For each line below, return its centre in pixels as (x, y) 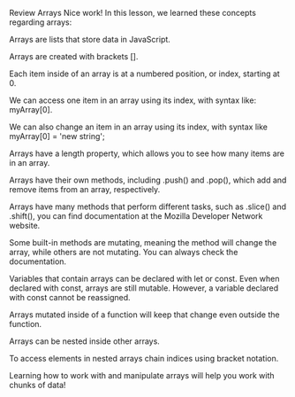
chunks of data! (38, 385)
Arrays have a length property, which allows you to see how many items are (147, 153)
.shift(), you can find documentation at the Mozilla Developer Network (136, 216)
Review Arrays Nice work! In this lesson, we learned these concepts (132, 13)
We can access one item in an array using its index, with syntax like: (133, 100)
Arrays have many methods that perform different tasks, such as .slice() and (148, 206)
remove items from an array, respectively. (85, 189)
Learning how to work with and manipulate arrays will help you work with (142, 375)
